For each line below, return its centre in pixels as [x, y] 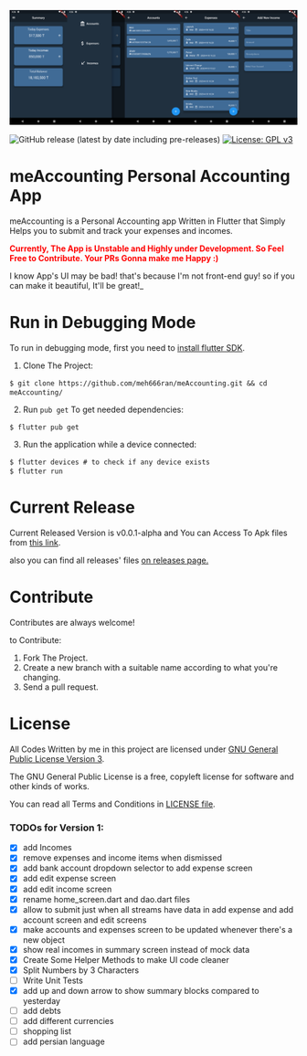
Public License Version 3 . [57, 758]
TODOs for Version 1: [57, 828]
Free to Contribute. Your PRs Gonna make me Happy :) [114, 259]
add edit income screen [67, 889]
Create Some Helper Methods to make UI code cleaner [126, 959]
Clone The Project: [58, 365]
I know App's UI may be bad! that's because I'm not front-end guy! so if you [152, 276]
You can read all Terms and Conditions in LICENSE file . [113, 804]
